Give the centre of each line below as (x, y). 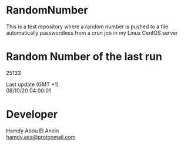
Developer (32, 115)
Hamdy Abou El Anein (33, 131)
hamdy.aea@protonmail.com (41, 137)
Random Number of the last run (84, 57)
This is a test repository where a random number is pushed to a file (87, 26)
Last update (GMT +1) (32, 84)
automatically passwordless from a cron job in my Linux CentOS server (92, 32)
